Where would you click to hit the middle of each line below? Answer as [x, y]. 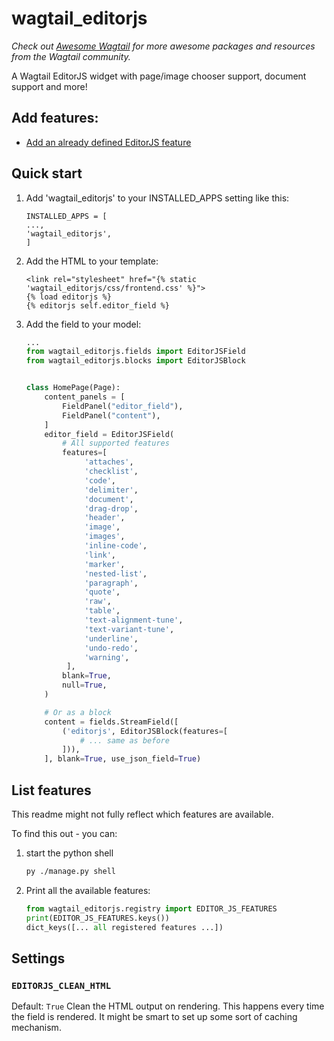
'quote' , [102, 592]
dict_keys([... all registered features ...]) [124, 927]
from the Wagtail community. [71, 56]
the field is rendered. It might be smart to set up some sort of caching [154, 1017]
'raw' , [98, 602]
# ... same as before [124, 740]
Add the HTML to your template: [92, 261]
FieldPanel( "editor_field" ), [123, 406]
